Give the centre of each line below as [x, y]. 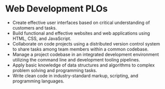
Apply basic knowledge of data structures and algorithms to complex [83, 65]
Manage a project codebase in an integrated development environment [85, 54]
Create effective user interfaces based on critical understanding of [81, 22]
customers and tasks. [34, 27]
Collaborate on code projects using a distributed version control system [86, 43]
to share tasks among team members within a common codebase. [80, 49]
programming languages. [38, 81]
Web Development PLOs [56, 9]
